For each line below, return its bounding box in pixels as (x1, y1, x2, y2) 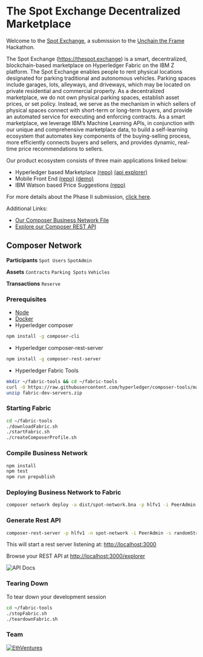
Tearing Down (6, 579, 48, 587)
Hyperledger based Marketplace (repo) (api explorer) (14, 168, 148, 176)
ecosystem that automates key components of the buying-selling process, (6, 132, 192, 140)
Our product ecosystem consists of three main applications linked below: (6, 157, 188, 164)
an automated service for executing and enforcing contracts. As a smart (6, 113, 185, 120)
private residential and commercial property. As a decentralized (6, 87, 165, 94)
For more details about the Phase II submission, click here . (6, 193, 152, 200)
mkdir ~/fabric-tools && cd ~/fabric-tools (6, 378, 118, 384)
